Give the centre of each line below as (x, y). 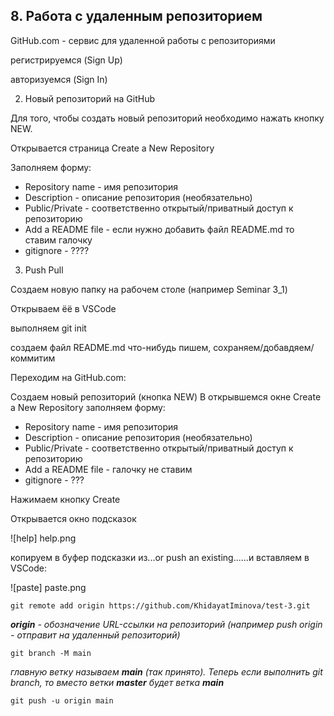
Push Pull (44, 270)
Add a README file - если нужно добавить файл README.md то (159, 229)
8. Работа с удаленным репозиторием (136, 16)
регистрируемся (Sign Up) (66, 60)
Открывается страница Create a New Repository (112, 148)
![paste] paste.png (48, 587)
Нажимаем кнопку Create (65, 499)
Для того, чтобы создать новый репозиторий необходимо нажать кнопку (167, 118)
